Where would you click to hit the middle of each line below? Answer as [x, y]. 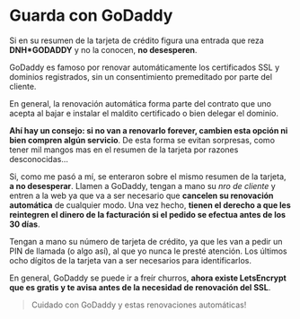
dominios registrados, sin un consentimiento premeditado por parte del [141, 76]
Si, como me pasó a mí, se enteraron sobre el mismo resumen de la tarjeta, [148, 177]
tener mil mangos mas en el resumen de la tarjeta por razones [124, 150]
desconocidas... [39, 159]
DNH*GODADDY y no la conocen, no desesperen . [103, 49]
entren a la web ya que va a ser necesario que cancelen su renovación [141, 195]
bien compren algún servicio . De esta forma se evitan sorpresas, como [142, 140]
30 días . [25, 224]
